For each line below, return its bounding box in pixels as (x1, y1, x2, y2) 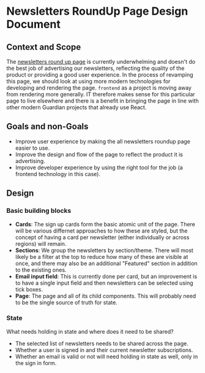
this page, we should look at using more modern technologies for (6, 78, 171, 85)
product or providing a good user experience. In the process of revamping (6, 71, 194, 78)
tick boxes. (15, 285, 43, 293)
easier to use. (15, 144, 50, 152)
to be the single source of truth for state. (15, 299, 117, 306)
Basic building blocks (6, 207, 72, 215)
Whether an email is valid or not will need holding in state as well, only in (15, 353, 198, 360)
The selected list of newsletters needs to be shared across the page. (15, 339, 188, 347)
